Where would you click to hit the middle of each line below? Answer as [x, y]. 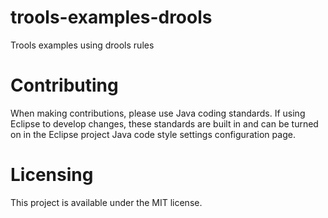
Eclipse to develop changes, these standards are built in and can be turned [164, 123]
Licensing [52, 175]
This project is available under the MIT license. [106, 202]
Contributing [64, 85]
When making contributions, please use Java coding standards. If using [158, 113]
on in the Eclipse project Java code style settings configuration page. [153, 134]
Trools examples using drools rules [82, 45]
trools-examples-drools [111, 17]
